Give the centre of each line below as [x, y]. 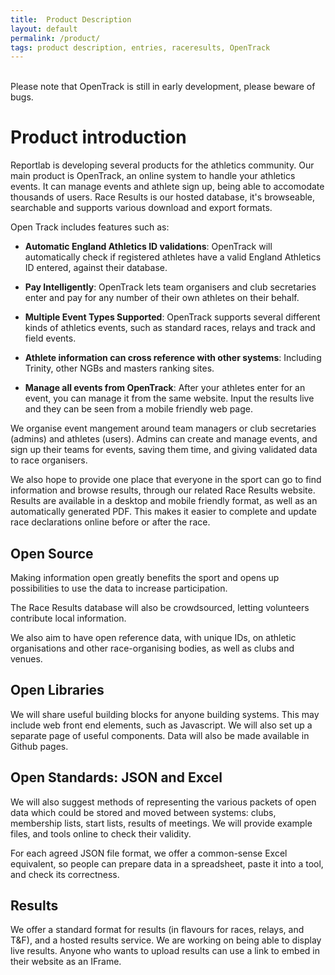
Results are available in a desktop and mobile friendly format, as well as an [164, 501]
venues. [26, 659]
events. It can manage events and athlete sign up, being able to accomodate [167, 187]
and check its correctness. [65, 874]
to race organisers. [49, 460]
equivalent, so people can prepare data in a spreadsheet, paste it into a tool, [167, 863]
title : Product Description [71, 19]
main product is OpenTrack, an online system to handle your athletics [153, 176]
